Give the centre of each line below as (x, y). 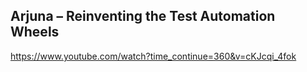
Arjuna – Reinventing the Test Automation (143, 16)
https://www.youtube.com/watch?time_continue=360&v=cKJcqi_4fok (153, 56)
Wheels (35, 32)
